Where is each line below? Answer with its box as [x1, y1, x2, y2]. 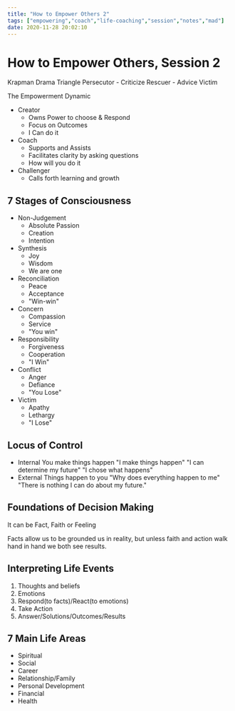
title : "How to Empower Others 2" [7, 10, 110, 18]
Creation [28, 229, 54, 238]
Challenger [17, 166, 51, 175]
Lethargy [28, 411, 55, 420]
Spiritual [17, 651, 43, 660]
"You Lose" [28, 388, 62, 397]
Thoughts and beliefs [17, 581, 80, 590]
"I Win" [28, 358, 50, 366]
